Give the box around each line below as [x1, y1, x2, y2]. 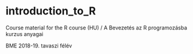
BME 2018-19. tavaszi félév [5, 42, 73, 49]
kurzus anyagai [5, 30, 43, 37]
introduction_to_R [5, 4, 96, 18]
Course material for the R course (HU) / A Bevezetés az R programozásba [5, 24, 188, 31]
